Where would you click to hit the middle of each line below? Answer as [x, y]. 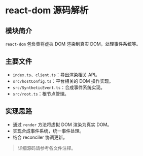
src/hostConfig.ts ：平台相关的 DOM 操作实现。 [63, 81]
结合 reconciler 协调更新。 [40, 137]
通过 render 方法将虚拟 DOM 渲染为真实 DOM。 [62, 124]
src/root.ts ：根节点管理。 [41, 93]
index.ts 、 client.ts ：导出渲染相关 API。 [56, 75]
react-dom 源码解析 [47, 10]
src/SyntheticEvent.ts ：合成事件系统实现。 [59, 87]
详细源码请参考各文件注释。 [47, 148]
